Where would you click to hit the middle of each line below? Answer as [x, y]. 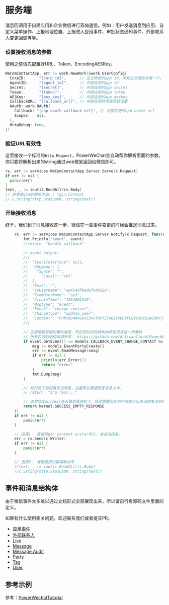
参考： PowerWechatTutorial [34, 598]
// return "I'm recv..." [51, 393]
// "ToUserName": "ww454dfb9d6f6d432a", [67, 290]
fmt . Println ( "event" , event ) [54, 239]
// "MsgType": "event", [49, 304]
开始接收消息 [21, 213]
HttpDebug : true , [28, 125]
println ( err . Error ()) [64, 360]
